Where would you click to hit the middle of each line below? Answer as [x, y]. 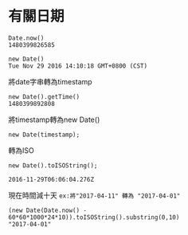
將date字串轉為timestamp [51, 81]
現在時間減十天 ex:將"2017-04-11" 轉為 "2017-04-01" [94, 195]
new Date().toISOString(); [53, 165]
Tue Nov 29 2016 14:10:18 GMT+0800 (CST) [78, 66]
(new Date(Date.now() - [48, 210]
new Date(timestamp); [44, 135]
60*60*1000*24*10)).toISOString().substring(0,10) [94, 217]
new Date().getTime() [44, 96]
